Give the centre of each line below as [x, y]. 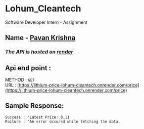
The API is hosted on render [39, 52]
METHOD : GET [20, 80]
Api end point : [28, 68]
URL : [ [12, 85]
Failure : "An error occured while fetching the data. [63, 122]
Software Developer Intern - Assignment [46, 22]
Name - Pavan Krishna [40, 38]
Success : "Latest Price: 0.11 [37, 117]
